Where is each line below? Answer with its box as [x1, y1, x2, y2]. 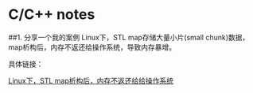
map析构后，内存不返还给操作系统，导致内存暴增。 [8, 42, 177, 52]
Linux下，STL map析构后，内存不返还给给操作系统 [8, 76, 173, 85]
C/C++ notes [8, 6, 95, 24]
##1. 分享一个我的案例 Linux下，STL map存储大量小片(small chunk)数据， [8, 32, 250, 42]
